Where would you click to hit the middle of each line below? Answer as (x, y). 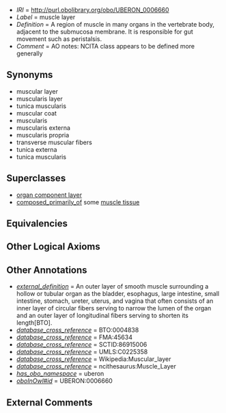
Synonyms (30, 75)
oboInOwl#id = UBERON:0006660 (65, 381)
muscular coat (37, 113)
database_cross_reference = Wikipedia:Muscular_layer (94, 359)
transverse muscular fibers (54, 142)
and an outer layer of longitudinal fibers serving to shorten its (102, 316)
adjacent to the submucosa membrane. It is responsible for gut (105, 31)
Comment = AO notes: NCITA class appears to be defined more (105, 46)
